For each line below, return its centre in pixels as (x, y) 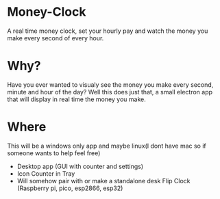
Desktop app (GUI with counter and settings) (80, 166)
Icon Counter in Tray (46, 173)
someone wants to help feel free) (54, 153)
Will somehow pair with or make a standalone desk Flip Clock (103, 181)
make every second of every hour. (56, 38)
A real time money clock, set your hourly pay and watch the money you (108, 31)
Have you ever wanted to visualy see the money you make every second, (110, 84)
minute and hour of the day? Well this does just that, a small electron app (110, 92)
